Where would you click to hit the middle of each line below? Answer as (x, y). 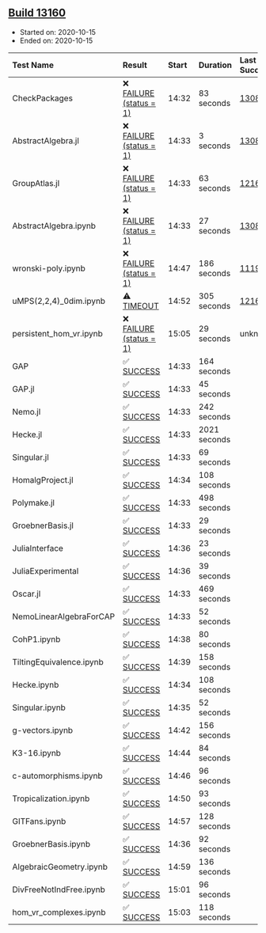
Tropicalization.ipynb (51, 798)
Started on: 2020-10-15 (58, 32)
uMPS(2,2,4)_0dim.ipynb (59, 301)
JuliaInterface (38, 548)
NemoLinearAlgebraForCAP (64, 616)
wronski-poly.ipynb (49, 268)
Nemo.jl (27, 412)
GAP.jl (23, 389)
